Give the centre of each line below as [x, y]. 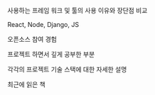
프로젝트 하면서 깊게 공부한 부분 [51, 54]
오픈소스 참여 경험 [32, 39]
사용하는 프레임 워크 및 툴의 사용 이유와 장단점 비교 [77, 10]
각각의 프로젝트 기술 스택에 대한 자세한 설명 [67, 69]
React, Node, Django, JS [43, 24]
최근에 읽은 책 [27, 84]
